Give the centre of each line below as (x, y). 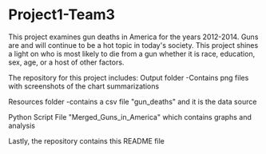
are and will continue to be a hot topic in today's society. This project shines (133, 45)
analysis (22, 125)
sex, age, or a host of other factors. (66, 62)
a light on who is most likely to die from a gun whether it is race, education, (132, 53)
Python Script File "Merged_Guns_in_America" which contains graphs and (130, 116)
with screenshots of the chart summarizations (84, 86)
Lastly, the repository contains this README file (87, 140)
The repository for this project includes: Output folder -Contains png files (129, 77)
